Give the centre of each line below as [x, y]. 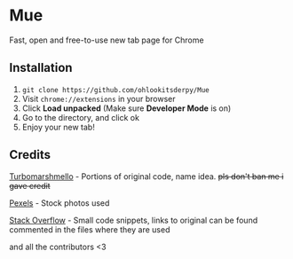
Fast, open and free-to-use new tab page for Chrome [107, 40]
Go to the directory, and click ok [81, 117]
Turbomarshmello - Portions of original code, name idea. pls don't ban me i [146, 176]
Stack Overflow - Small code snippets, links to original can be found [134, 220]
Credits [30, 155]
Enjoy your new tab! [58, 127]
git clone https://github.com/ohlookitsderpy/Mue [116, 90]
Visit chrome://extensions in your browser [99, 98]
